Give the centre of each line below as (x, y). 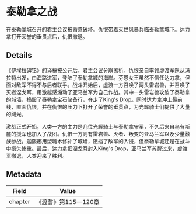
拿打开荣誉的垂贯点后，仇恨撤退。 (47, 36)
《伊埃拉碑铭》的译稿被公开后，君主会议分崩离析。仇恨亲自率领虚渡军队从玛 (98, 70)
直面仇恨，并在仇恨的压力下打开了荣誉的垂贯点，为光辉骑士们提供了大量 (103, 106)
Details (19, 55)
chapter (20, 201)
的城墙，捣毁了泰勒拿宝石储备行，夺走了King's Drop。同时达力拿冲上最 (92, 99)
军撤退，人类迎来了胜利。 (37, 156)
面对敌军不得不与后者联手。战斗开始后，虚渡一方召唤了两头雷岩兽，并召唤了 (98, 85)
